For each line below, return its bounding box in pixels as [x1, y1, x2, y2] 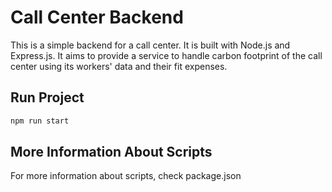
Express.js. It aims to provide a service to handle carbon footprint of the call [10, 49, 323, 61]
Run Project [10, 89, 85, 106]
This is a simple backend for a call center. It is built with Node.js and [10, 39, 291, 51]
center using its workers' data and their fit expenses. [10, 60, 228, 72]
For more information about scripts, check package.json [10, 170, 242, 182]
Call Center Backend [10, 6, 184, 29]
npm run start [10, 116, 70, 126]
